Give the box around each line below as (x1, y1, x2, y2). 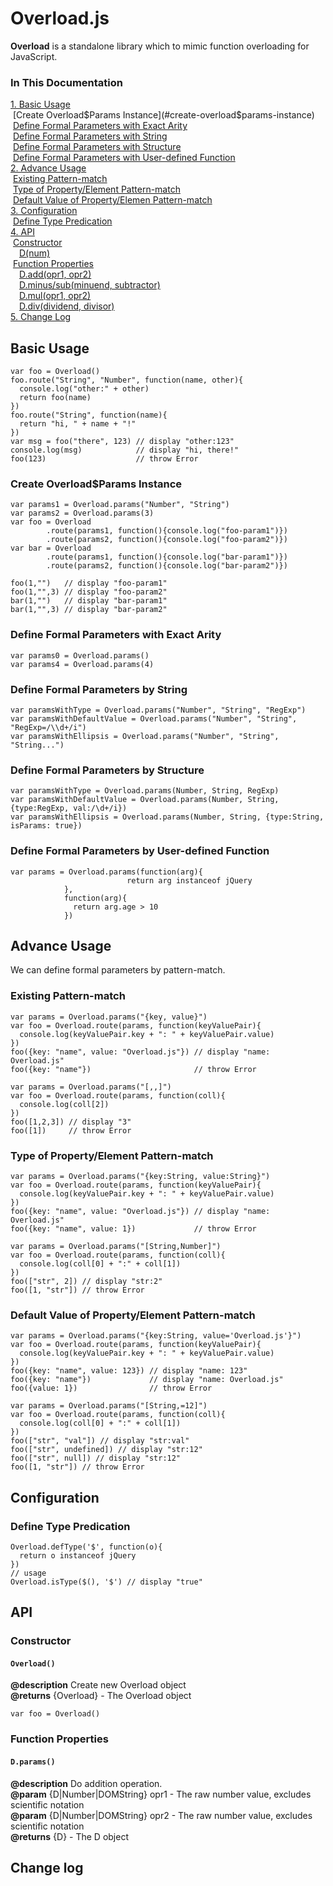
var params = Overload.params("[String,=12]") (10, 1401, 208, 1411)
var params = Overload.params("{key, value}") (10, 1012, 208, 1022)
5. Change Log (10, 311, 72, 323)
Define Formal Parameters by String (10, 682, 188, 696)
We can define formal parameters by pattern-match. (10, 964, 226, 976)
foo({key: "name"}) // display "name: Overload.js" (10, 1375, 284, 1385)
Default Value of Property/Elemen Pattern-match (12, 194, 213, 206)
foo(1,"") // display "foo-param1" (10, 578, 168, 589)
